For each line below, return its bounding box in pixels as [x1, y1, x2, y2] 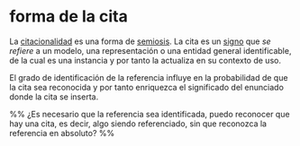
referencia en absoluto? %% [9, 127, 115, 138]
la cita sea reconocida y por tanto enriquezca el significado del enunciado [9, 82, 284, 92]
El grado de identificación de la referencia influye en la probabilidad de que [9, 72, 288, 82]
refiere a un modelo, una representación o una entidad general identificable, [9, 45, 292, 56]
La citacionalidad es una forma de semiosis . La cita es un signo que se [9, 36, 272, 47]
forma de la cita [9, 6, 128, 27]
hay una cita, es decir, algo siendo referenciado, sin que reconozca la [9, 118, 268, 129]
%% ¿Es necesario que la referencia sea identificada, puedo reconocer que [9, 108, 290, 119]
